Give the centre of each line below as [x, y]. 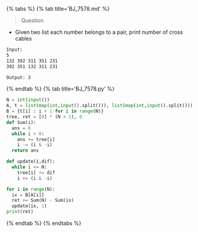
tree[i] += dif [36, 172]
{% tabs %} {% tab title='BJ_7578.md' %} [58, 9]
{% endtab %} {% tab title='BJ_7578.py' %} [60, 89]
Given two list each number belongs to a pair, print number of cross [99, 32]
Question [32, 20]
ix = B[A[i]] [28, 195]
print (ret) [20, 212]
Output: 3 [19, 77]
